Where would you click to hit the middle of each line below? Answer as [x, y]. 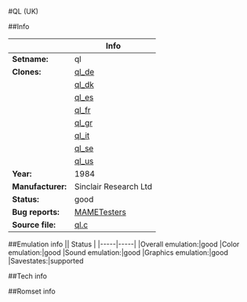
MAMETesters [100, 212]
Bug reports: [36, 212]
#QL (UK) [24, 11]
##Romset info [32, 291]
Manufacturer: [40, 186]
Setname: [30, 59]
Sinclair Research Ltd [113, 186]
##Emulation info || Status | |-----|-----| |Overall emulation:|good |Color [124, 244]
